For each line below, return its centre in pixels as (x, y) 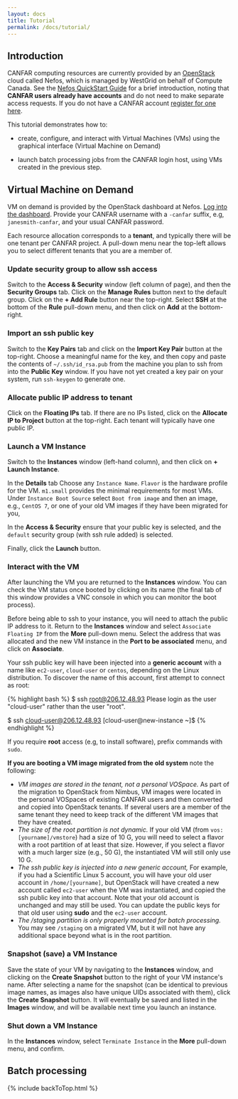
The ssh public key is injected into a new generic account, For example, (123, 867)
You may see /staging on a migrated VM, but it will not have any (112, 928)
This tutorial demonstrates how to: (58, 124)
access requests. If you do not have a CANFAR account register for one (112, 103)
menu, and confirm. (36, 1049)
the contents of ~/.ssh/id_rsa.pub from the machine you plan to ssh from (115, 364)
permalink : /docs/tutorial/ (49, 27)
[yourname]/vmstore (47, 838)
